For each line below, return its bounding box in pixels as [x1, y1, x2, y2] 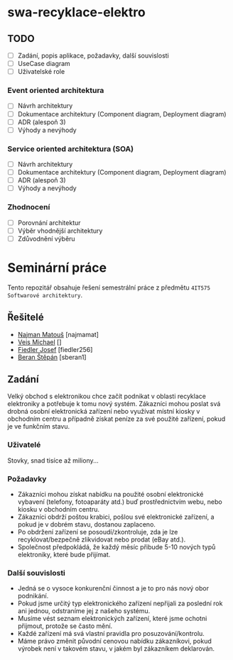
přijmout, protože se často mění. [17, 622, 113, 630]
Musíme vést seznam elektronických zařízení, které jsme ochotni [17, 615, 207, 623]
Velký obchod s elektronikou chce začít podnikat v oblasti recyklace [7, 392, 206, 401]
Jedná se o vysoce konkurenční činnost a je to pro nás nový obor [17, 584, 210, 593]
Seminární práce [7, 260, 107, 275]
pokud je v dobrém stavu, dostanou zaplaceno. [17, 519, 156, 529]
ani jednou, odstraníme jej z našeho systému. [17, 607, 151, 615]
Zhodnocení [7, 202, 50, 212]
